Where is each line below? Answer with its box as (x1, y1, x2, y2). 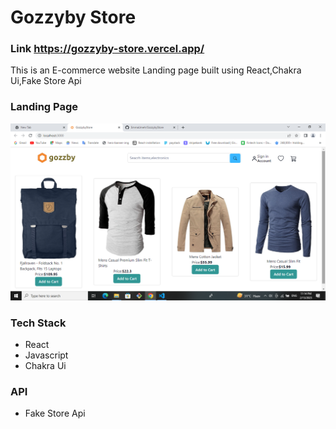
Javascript (24, 349, 69, 361)
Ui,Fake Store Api (10, 75, 82, 87)
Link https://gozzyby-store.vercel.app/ (10, 42, 205, 56)
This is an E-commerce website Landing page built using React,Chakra (10, 64, 302, 76)
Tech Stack (10, 316, 67, 330)
